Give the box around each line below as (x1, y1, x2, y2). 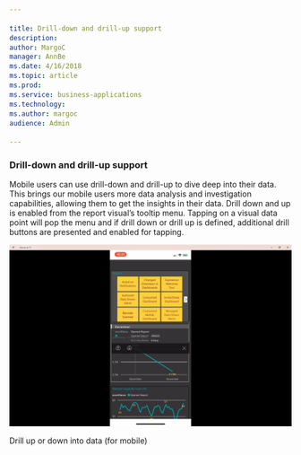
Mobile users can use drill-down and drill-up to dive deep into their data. (9, 179, 277, 190)
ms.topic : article (9, 72, 78, 81)
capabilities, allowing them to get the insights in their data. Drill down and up (9, 198, 291, 209)
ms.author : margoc (9, 109, 78, 118)
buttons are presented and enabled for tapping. (9, 227, 185, 238)
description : (9, 33, 58, 42)
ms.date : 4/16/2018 (9, 62, 82, 71)
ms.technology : (9, 100, 66, 109)
